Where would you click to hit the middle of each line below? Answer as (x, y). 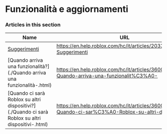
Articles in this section (33, 25)
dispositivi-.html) (28, 125)
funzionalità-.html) (30, 85)
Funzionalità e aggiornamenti (67, 9)
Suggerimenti (23, 49)
